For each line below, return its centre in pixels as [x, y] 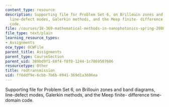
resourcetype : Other [27, 66]
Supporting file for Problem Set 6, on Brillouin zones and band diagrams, [80, 89]
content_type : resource [30, 10]
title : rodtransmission [30, 71]
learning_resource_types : [32, 38]
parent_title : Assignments [33, 52]
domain [13, 100]
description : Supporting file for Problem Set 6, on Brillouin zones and [84, 15]
